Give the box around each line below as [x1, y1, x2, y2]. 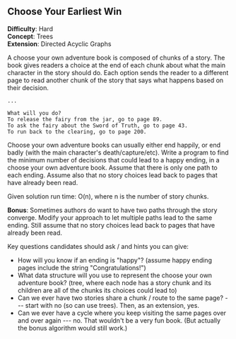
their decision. [7, 83, 49, 91]
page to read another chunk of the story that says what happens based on [7, 76, 224, 84]
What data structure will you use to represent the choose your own [17, 271, 213, 279]
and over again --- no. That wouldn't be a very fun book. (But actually [17, 316, 221, 325]
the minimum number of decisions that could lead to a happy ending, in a [7, 155, 220, 164]
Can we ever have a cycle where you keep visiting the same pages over [17, 309, 227, 317]
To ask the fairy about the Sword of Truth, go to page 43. [7, 122, 189, 129]
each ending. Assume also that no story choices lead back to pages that [7, 170, 218, 179]
